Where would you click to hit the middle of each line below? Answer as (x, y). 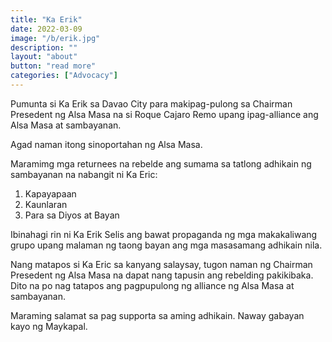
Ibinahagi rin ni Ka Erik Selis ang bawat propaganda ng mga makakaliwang (164, 234)
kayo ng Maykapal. (49, 326)
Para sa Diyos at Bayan (72, 215)
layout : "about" (44, 57)
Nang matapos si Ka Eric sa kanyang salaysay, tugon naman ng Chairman (161, 264)
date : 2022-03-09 (46, 29)
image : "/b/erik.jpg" (55, 38)
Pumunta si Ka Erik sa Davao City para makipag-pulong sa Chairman (151, 103)
